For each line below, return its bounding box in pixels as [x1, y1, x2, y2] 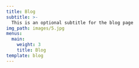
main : [11, 36, 25, 42]
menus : [6, 31, 22, 37]
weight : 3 [17, 42, 41, 48]
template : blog [6, 53, 44, 59]
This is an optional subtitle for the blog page [11, 20, 134, 25]
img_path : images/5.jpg [6, 25, 65, 31]
